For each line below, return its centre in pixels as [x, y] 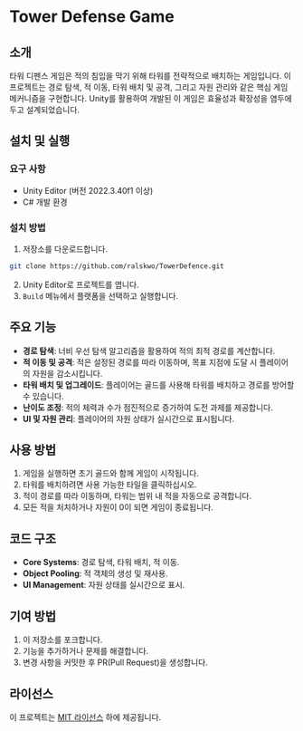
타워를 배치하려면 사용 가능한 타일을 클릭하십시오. [109, 485]
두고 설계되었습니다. [44, 110]
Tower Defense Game [92, 17]
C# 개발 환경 [45, 202]
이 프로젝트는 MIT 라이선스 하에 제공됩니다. [85, 717]
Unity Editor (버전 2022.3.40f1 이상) [88, 190]
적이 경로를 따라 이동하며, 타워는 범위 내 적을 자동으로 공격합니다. [137, 496]
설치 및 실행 [40, 141]
